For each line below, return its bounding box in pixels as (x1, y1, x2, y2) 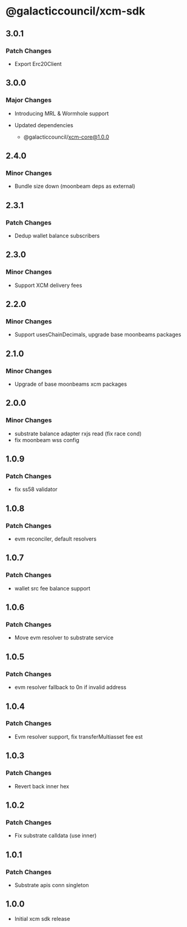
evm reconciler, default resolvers (14, 535, 97, 543)
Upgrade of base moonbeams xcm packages (14, 380, 128, 388)
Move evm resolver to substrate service (14, 634, 114, 641)
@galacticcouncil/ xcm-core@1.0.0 (23, 133, 110, 140)
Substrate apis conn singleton (14, 881, 89, 888)
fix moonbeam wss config (14, 436, 80, 443)
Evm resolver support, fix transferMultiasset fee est (14, 733, 143, 740)
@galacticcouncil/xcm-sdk (5, 4, 146, 18)
